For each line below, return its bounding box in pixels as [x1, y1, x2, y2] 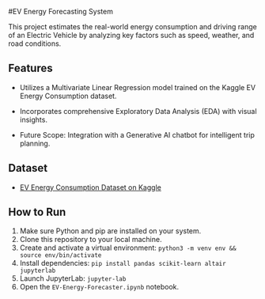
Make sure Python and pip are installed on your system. [19, 226, 202, 236]
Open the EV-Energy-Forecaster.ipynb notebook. [19, 282, 180, 292]
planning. [19, 138, 51, 148]
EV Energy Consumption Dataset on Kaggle [19, 182, 162, 192]
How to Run [8, 206, 66, 219]
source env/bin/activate [19, 252, 102, 259]
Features [8, 62, 53, 75]
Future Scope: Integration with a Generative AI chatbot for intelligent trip [19, 130, 256, 139]
